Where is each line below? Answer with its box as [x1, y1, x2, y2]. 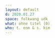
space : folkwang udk [5, 16, 48, 21]
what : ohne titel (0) [5, 21, 50, 26]
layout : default [5, 7, 39, 12]
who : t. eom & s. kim [5, 26, 50, 31]
